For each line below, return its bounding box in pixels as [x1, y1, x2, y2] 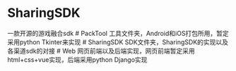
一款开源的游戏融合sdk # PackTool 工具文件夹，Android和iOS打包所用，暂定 [7, 29, 230, 37]
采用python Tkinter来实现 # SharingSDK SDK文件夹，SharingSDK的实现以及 [7, 37, 228, 46]
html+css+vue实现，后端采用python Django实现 [7, 55, 148, 64]
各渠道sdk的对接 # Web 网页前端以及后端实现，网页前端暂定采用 [7, 46, 196, 55]
